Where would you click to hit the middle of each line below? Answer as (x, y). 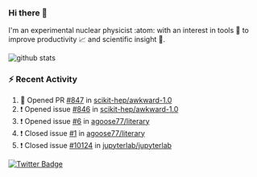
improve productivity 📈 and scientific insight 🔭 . (87, 39)
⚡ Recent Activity (43, 80)
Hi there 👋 (28, 13)
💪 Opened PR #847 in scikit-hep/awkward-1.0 (96, 100)
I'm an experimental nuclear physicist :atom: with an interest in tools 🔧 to (129, 31)
